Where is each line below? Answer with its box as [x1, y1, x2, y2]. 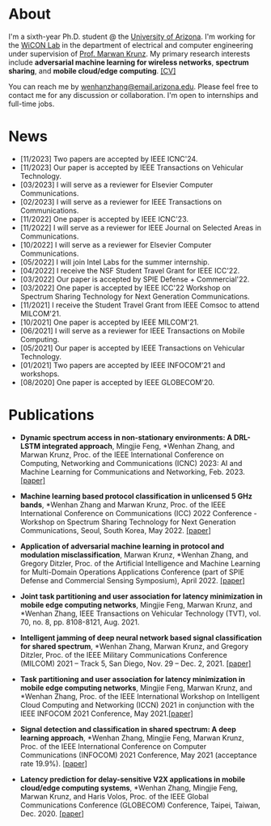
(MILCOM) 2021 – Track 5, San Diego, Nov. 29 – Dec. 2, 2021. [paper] [19, 659, 252, 668]
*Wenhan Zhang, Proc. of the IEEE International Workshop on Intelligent [19, 691, 260, 701]
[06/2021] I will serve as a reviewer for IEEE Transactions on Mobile [19, 325, 245, 336]
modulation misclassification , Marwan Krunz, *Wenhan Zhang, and [19, 549, 249, 559]
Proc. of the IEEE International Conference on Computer [19, 741, 207, 751]
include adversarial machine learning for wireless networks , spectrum [8, 57, 249, 67]
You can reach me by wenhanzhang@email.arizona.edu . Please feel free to [8, 82, 259, 91]
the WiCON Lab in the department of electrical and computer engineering [8, 40, 253, 49]
